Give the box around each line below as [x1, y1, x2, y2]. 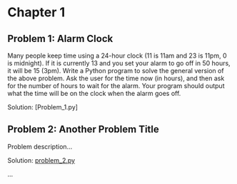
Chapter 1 [7, 4, 66, 21]
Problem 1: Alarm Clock [7, 33, 114, 45]
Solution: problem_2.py [7, 156, 76, 164]
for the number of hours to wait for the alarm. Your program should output [7, 82, 225, 90]
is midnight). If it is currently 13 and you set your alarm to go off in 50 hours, [7, 59, 231, 67]
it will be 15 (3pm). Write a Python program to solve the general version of [7, 67, 224, 75]
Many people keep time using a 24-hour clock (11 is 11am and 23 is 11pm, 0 [7, 51, 227, 60]
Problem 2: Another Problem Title [7, 124, 159, 136]
